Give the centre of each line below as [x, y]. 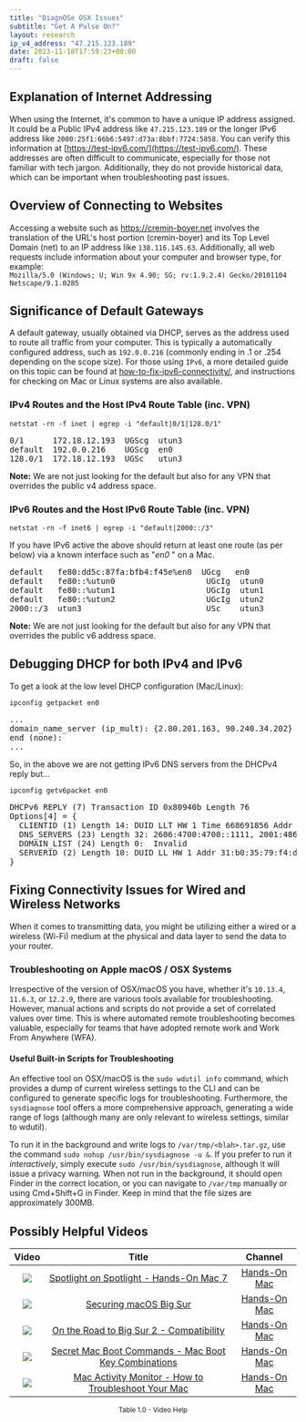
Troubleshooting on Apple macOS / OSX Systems [121, 969]
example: [26, 266]
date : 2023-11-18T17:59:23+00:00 [73, 52]
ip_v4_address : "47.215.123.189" [73, 43]
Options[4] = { [43, 816]
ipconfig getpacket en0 [55, 702]
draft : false [34, 60]
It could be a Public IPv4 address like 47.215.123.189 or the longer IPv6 [143, 128]
